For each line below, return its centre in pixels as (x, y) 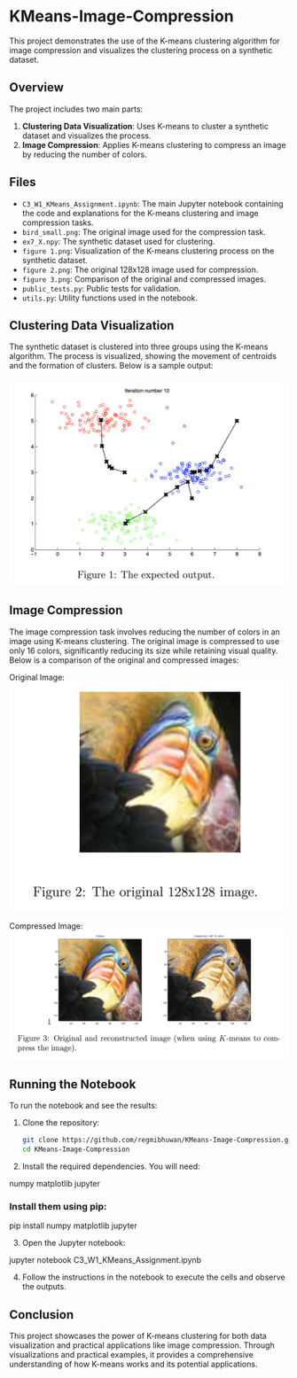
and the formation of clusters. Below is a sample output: (111, 366)
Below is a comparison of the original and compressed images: (124, 660)
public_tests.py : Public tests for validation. (102, 288)
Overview (37, 87)
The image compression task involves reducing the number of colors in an (145, 632)
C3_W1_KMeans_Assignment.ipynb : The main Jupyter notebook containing (152, 203)
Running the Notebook (73, 1084)
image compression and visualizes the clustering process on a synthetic (141, 50)
